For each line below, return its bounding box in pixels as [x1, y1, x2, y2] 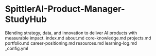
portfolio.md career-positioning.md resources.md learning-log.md [5, 40, 137, 46]
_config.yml [5, 45, 28, 51]
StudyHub [5, 14, 47, 25]
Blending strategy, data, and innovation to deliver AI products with [5, 30, 138, 36]
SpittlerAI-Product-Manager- [5, 3, 125, 15]
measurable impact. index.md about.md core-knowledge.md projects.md [5, 35, 152, 41]
